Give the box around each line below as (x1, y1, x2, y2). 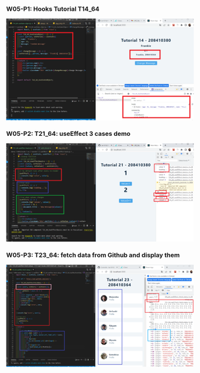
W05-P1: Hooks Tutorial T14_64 (6, 5, 100, 13)
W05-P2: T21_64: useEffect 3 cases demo (6, 129, 131, 138)
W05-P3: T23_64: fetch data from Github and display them (6, 251, 180, 259)
